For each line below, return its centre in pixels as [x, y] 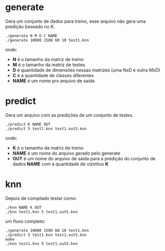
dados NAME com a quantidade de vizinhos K [60, 164]
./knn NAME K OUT [23, 207]
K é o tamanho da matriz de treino [48, 148]
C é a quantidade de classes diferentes [53, 75]
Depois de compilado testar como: [41, 198]
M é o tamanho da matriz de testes [49, 65]
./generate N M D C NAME [31, 36]
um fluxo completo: [25, 221]
